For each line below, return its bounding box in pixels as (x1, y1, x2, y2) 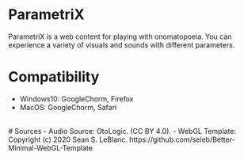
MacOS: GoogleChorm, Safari (19, 102, 117, 112)
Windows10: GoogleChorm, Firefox (19, 93, 134, 104)
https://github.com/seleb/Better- (129, 135, 235, 144)
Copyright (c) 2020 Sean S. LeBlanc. (8, 135, 128, 144)
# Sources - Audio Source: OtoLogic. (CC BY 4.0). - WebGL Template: (8, 126, 236, 135)
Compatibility (8, 68, 100, 86)
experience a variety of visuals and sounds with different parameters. (8, 40, 235, 49)
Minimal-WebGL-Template (8, 143, 93, 152)
